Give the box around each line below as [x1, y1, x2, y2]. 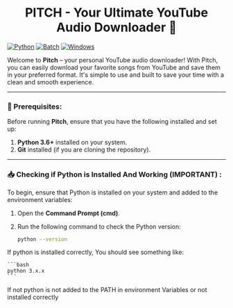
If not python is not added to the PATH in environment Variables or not [7, 286, 207, 294]
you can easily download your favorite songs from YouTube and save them [7, 63, 221, 71]
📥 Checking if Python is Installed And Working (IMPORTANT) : [7, 170, 222, 179]
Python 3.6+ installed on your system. [17, 138, 128, 147]
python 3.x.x [7, 268, 45, 275]
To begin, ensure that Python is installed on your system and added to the [7, 188, 218, 197]
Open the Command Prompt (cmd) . [17, 209, 120, 217]
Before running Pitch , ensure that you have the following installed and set [7, 118, 217, 126]
